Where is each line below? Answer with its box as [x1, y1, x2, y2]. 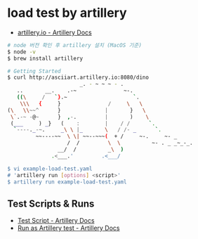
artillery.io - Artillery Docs [17, 28, 93, 37]
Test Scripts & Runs [7, 198, 95, 209]
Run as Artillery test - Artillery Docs [17, 224, 120, 233]
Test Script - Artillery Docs [17, 217, 95, 225]
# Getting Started [7, 67, 61, 75]
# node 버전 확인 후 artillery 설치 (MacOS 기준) [7, 41, 143, 49]
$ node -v [7, 48, 37, 56]
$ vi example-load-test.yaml [7, 165, 93, 172]
